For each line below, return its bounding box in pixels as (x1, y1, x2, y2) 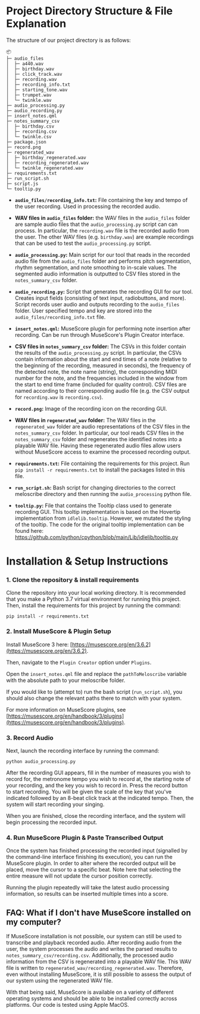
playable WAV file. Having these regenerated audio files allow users (14, 442, 181, 449)
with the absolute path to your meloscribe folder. (6, 677, 126, 684)
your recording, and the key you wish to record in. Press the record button (6, 782, 188, 789)
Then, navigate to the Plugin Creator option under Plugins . (6, 659, 152, 666)
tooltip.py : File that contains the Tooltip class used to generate (14, 502, 172, 509)
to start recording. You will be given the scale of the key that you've (6, 788, 172, 795)
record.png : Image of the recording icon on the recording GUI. (14, 405, 168, 412)
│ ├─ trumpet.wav (6, 92, 52, 98)
